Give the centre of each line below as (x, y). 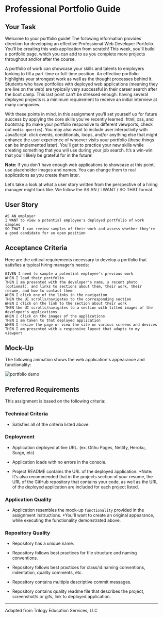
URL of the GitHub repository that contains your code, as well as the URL (85, 482)
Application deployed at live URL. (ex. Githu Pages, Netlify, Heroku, (79, 447)
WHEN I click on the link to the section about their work (66, 303)
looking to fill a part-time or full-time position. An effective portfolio (72, 74)
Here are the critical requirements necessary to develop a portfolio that (76, 259)
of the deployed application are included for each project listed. (75, 487)
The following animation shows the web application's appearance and (75, 360)
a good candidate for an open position (45, 233)
